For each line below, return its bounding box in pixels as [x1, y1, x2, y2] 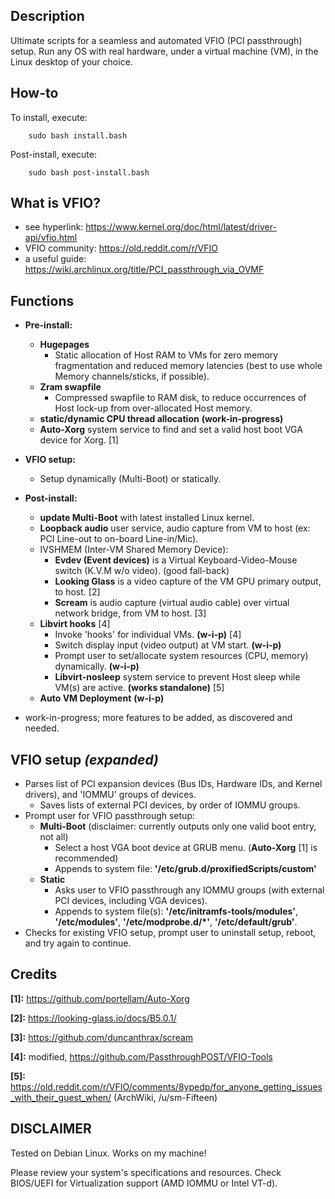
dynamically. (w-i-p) [54, 660, 140, 673]
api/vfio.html [24, 232, 78, 244]
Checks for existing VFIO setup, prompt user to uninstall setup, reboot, [24, 927, 317, 939]
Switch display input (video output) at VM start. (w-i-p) [54, 639, 282, 651]
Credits [10, 966, 58, 983]
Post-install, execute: [10, 148, 97, 160]
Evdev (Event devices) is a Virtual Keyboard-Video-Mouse [54, 554, 298, 566]
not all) [39, 831, 69, 843]
